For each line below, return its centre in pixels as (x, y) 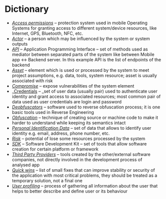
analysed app (26, 165)
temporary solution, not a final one (47, 180)
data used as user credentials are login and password (67, 101)
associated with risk (32, 81)
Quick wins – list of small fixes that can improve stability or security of (83, 170)
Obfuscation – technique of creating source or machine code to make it (85, 117)
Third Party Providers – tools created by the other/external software (81, 154)
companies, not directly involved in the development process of (77, 159)
